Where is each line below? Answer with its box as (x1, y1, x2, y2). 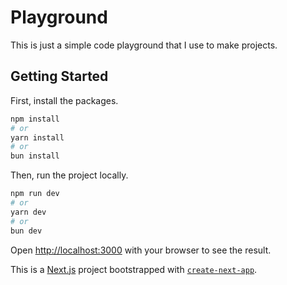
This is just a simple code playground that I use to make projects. (10, 39, 278, 51)
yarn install (10, 132, 65, 143)
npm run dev (10, 189, 60, 199)
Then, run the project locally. (10, 169, 129, 181)
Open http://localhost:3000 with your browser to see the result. (10, 244, 272, 256)
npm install (10, 114, 60, 124)
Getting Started (10, 68, 109, 85)
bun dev (10, 226, 43, 236)
